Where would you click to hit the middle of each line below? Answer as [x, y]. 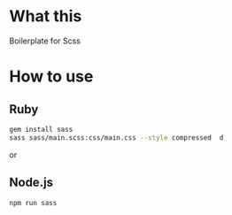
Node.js [31, 183]
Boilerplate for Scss [45, 41]
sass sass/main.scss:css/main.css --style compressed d [116, 138]
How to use [51, 77]
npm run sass [33, 203]
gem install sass [41, 129]
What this [46, 16]
